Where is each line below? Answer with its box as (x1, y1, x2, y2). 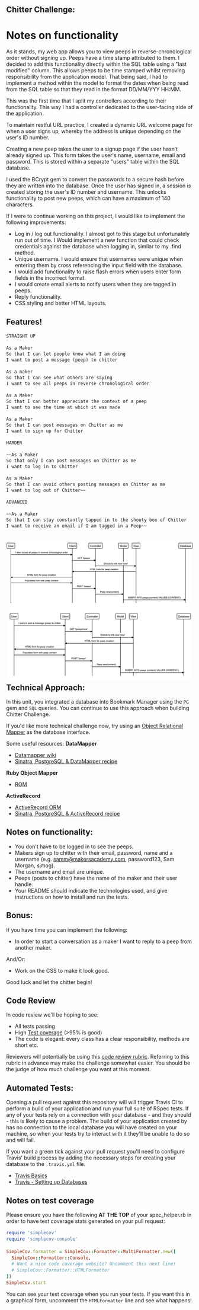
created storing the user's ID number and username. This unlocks (6, 188, 167, 196)
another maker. (14, 944, 52, 951)
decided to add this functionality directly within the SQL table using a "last (6, 60, 187, 68)
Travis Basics (14, 1172, 47, 1179)
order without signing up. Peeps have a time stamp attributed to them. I (6, 55, 180, 62)
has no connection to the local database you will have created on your (6, 1124, 178, 1131)
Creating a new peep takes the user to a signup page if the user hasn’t (6, 145, 178, 153)
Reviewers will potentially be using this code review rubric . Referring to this (6, 1053, 190, 1060)
